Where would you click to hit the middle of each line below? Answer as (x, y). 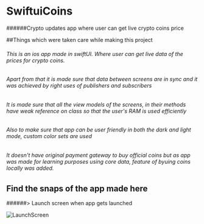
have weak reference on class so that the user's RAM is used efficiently (97, 111)
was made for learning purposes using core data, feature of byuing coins (98, 161)
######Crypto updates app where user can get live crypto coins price (95, 28)
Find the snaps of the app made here (77, 188)
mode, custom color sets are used (49, 136)
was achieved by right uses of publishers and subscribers (79, 86)
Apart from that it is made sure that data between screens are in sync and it (102, 79)
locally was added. (30, 168)
